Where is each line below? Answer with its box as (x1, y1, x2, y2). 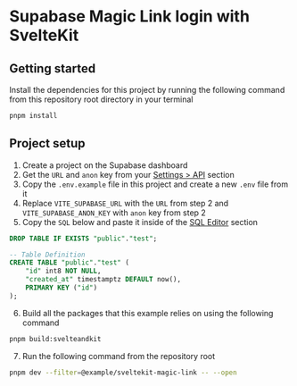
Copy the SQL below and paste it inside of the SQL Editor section (21, 216, 259, 227)
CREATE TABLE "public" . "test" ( (9, 258, 129, 267)
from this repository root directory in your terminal (9, 94, 194, 105)
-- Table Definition (9, 250, 87, 259)
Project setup (9, 136, 87, 151)
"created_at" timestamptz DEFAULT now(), (25, 275, 181, 284)
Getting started (9, 61, 96, 76)
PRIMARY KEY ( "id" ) (25, 283, 98, 292)
